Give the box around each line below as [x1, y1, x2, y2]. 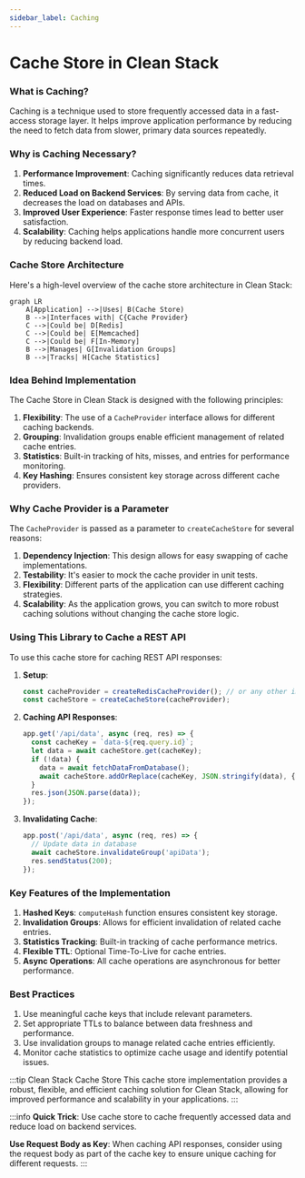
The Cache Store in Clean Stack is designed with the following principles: [9, 395, 284, 405]
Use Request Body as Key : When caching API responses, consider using [9, 1139, 283, 1150]
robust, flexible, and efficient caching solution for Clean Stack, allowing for [9, 1084, 289, 1095]
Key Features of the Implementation [9, 886, 171, 899]
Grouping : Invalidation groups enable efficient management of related [22, 431, 285, 442]
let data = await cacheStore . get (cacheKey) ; [31, 747, 202, 756]
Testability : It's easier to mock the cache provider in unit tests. [22, 569, 259, 580]
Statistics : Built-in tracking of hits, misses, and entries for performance [22, 451, 290, 461]
